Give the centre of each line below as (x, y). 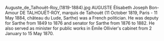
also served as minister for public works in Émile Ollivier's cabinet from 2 (79, 28)
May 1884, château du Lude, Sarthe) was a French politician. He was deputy (82, 18)
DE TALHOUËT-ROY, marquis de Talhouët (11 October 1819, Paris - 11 (88, 13)
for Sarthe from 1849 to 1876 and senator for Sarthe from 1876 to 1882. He (80, 23)
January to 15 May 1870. (29, 33)
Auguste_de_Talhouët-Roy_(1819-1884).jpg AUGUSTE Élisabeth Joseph (77, 8)
